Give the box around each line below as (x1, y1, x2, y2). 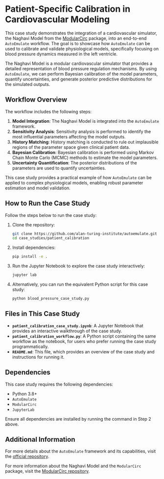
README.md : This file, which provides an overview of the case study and (12, 348, 155, 354)
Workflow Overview (5, 96, 68, 104)
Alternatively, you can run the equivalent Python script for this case (12, 281, 148, 288)
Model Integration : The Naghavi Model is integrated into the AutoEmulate (12, 118, 159, 124)
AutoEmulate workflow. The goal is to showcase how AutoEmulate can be (5, 40, 150, 46)
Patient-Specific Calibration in (5, 3, 131, 15)
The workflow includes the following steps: (5, 108, 92, 114)
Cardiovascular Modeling (5, 14, 110, 25)
